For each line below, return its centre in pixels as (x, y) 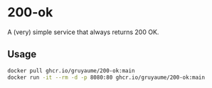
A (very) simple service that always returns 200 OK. (83, 32)
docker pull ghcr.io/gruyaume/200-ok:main (71, 71)
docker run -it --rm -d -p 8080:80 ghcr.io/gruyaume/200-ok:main (106, 77)
